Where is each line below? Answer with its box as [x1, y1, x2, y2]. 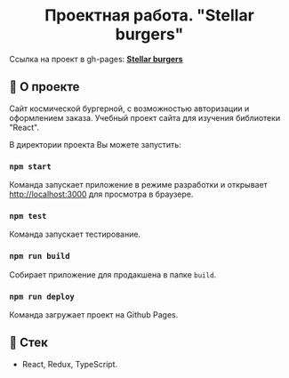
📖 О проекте [9, 79, 80, 94]
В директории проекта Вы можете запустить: [9, 139, 182, 149]
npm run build [9, 251, 70, 261]
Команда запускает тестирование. [9, 229, 140, 240]
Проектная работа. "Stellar [44, 5, 255, 26]
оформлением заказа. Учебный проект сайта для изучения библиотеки [9, 112, 281, 123]
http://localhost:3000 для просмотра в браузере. [9, 189, 194, 200]
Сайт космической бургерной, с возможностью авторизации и [9, 103, 250, 114]
